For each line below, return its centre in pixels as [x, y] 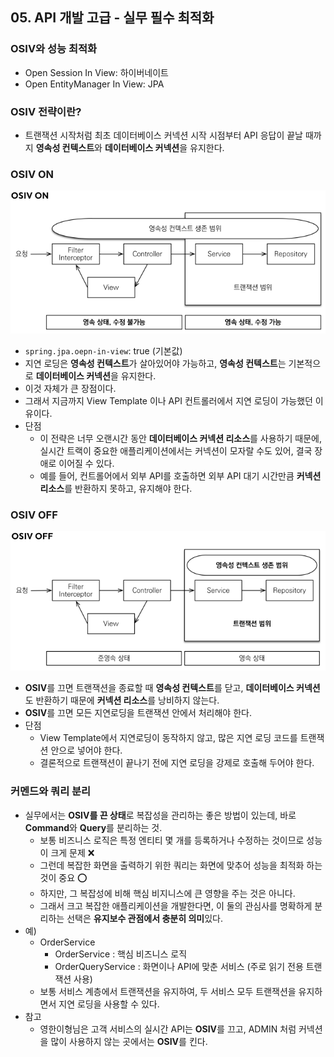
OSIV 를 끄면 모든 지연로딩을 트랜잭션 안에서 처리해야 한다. [138, 713]
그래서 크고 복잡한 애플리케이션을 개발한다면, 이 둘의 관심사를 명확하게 [176, 905]
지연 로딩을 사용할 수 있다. [109, 1004]
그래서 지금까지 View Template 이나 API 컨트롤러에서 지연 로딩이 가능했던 [168, 401]
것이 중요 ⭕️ [63, 877]
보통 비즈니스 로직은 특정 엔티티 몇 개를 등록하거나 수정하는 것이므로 [172, 840]
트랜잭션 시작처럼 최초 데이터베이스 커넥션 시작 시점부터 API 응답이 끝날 [163, 135]
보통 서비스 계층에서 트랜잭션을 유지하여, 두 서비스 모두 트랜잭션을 [168, 991]
